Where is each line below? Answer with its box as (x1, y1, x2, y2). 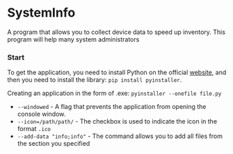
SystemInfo (7, 5, 76, 21)
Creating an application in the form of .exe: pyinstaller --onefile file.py (7, 89, 222, 98)
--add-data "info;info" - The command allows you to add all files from (17, 132, 223, 140)
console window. (17, 110, 66, 119)
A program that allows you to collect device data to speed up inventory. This (7, 28, 226, 36)
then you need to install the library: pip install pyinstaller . (7, 76, 182, 84)
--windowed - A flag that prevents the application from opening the (17, 103, 207, 111)
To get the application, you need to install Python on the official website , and (7, 68, 227, 77)
